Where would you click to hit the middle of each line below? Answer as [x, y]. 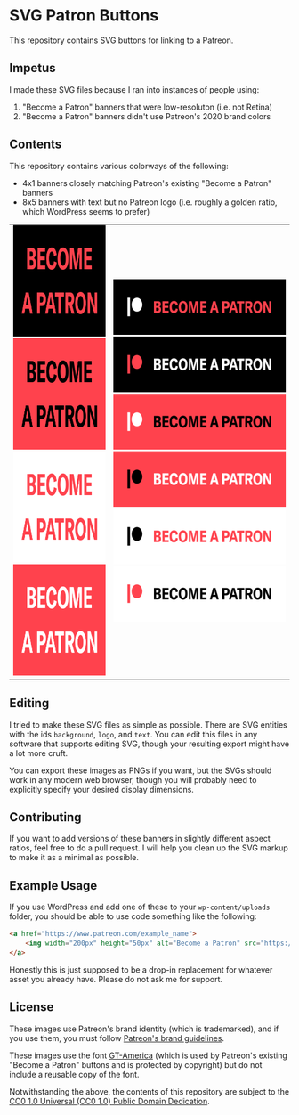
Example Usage [53, 886]
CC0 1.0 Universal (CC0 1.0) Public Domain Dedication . [110, 1101]
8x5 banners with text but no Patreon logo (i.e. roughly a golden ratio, [149, 202]
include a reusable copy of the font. [74, 1074]
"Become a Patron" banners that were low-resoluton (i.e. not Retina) [147, 107]
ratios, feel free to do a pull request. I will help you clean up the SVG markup [149, 848]
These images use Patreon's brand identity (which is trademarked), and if [144, 1029]
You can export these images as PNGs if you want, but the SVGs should [141, 770]
